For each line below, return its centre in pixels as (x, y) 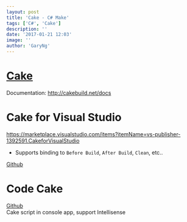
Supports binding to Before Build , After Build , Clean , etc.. (89, 152)
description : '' (27, 29)
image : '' (19, 40)
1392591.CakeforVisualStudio (43, 140)
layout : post (23, 12)
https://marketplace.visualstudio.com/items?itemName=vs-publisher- (94, 134)
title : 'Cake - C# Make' (38, 18)
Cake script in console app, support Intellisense (66, 212)
